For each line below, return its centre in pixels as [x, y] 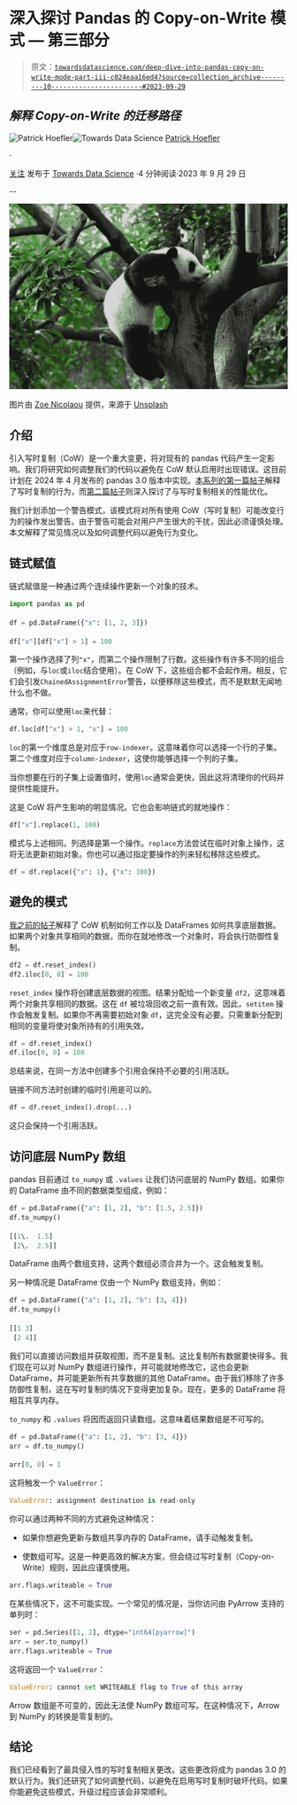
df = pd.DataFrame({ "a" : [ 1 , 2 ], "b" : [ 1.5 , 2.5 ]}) [106, 1209]
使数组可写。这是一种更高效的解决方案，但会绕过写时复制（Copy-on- [148, 1557]
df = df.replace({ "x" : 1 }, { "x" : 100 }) [83, 872]
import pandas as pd [47, 604]
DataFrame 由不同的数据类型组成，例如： [94, 1190]
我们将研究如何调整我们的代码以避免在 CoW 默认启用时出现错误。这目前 [156, 470]
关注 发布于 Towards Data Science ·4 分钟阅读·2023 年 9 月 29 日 [128, 173]
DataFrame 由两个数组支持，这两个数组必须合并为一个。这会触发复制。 [138, 1264]
